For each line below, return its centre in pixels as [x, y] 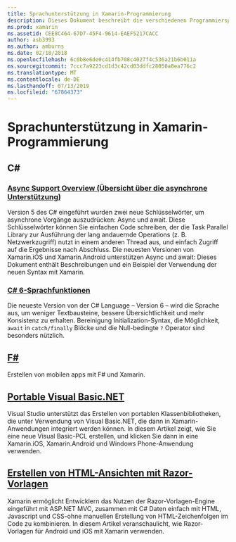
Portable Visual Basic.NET [66, 397]
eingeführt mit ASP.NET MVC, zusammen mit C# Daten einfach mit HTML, [114, 508]
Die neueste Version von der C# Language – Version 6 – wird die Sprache [113, 305]
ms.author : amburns [36, 46]
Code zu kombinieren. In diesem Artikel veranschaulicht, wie [95, 523]
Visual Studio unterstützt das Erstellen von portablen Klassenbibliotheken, [114, 413]
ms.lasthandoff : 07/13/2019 [48, 86]
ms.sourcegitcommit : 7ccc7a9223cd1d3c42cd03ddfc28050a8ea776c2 [102, 66]
